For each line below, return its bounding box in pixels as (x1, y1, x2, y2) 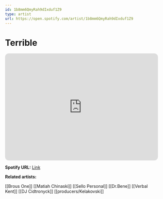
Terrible (5, 37, 37, 48)
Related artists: (5, 174, 37, 180)
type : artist (5, 12, 32, 17)
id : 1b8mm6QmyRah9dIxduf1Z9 (5, 7, 62, 12)
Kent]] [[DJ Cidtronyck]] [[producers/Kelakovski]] (5, 188, 104, 195)
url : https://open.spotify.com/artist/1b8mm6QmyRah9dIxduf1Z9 (5, 16, 133, 21)
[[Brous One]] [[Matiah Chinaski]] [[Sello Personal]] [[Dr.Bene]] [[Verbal (5, 183, 148, 189)
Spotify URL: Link (5, 164, 41, 170)
